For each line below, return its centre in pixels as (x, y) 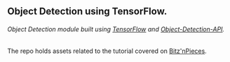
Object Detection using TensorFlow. (87, 11)
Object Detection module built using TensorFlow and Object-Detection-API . (116, 29)
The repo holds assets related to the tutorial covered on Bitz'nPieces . (107, 51)
